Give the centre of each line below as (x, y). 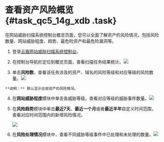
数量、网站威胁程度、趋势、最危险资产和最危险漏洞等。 (61, 41)
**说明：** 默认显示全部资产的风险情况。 (41, 89)
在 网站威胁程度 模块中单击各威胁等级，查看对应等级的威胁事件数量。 (81, 98)
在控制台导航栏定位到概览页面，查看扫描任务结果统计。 (68, 62)
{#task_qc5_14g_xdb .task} (61, 21)
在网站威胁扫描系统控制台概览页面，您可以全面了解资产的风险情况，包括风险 (82, 35)
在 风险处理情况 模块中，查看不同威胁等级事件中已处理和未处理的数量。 (83, 134)
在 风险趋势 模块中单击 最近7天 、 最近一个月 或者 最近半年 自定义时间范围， (84, 109)
